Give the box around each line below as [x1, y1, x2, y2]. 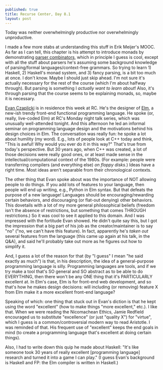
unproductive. [5, 35, 33, 40]
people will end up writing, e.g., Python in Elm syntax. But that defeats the [5, 187, 153, 193]
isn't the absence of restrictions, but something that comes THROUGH [5, 208, 146, 213]
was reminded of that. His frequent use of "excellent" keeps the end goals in [5, 324, 159, 331]
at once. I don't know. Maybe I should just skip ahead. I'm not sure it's [5, 75, 145, 81]
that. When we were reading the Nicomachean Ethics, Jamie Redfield [5, 309, 144, 315]
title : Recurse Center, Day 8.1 [5, 12, 71, 17]
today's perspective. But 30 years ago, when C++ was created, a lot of [5, 146, 147, 152]
